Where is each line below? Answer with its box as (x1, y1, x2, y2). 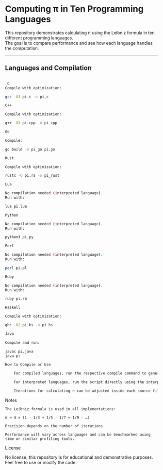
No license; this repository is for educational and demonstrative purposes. (5, 454, 153, 460)
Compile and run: (5, 340, 40, 345)
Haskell (5, 305, 21, 310)
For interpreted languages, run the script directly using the (14, 380, 145, 385)
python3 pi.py (5, 235, 34, 240)
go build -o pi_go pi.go (5, 147, 55, 151)
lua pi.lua (5, 204, 27, 209)
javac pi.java (5, 349, 34, 354)
